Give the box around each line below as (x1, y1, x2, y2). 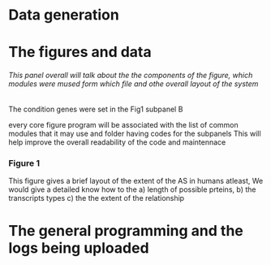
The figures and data (8, 43, 152, 62)
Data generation (8, 6, 119, 24)
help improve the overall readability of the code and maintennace (8, 137, 226, 147)
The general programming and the (8, 222, 243, 241)
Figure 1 (8, 157, 41, 168)
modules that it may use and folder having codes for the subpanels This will (8, 128, 261, 138)
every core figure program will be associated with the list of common (8, 119, 239, 129)
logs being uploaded (8, 239, 149, 258)
